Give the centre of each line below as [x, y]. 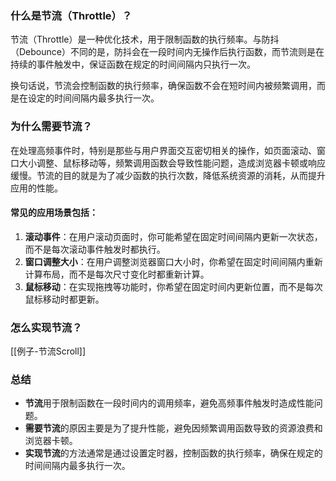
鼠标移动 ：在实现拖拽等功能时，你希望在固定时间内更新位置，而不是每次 [173, 286]
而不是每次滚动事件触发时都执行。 [95, 249]
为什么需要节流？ [51, 127]
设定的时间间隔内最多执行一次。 [93, 98]
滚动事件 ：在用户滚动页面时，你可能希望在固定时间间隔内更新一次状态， [173, 236]
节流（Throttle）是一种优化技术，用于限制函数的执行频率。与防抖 [145, 39]
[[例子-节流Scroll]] [48, 351]
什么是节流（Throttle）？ [71, 15]
